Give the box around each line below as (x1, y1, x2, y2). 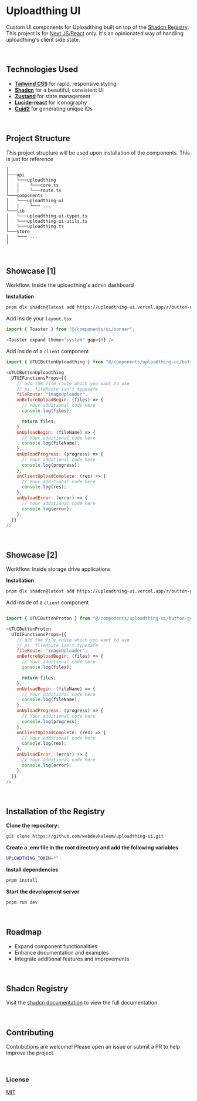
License (6, 1076, 29, 1084)
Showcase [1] (6, 266, 56, 276)
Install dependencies (6, 866, 59, 873)
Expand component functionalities (14, 942, 98, 950)
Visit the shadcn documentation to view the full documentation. (6, 999, 159, 1006)
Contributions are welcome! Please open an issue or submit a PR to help (6, 1043, 181, 1050)
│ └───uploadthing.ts (6, 223, 64, 229)
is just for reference (6, 155, 54, 162)
